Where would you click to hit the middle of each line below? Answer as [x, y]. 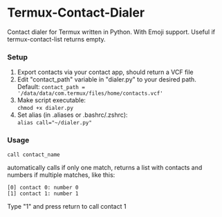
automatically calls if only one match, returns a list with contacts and [105, 167]
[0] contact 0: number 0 [43, 187]
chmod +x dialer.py [45, 108]
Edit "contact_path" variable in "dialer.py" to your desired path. [107, 79]
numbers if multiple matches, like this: [61, 175]
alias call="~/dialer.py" [54, 123]
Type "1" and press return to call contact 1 [67, 206]
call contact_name [34, 154]
